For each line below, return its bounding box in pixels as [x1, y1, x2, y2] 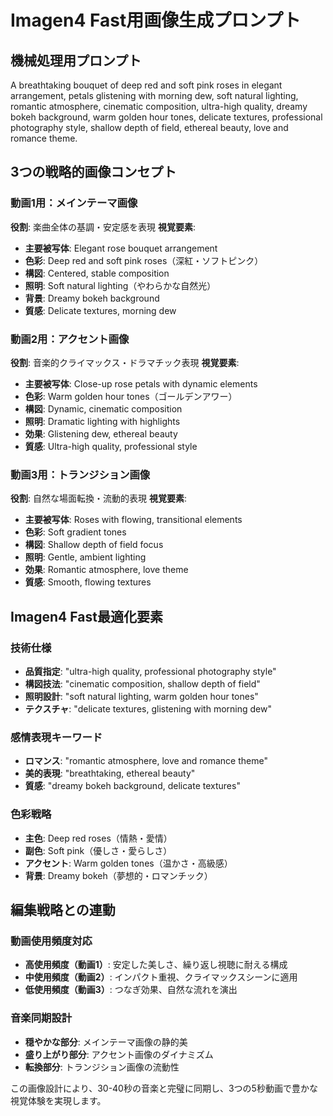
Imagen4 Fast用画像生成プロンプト [10, 9, 302, 32]
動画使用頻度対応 [10, 934, 93, 948]
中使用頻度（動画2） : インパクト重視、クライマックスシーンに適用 [24, 971, 298, 983]
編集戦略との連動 [10, 901, 116, 918]
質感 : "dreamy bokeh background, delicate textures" [24, 780, 241, 792]
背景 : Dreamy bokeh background [24, 292, 160, 304]
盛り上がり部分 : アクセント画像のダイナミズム [24, 1048, 214, 1060]
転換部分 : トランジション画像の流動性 [24, 1061, 180, 1073]
